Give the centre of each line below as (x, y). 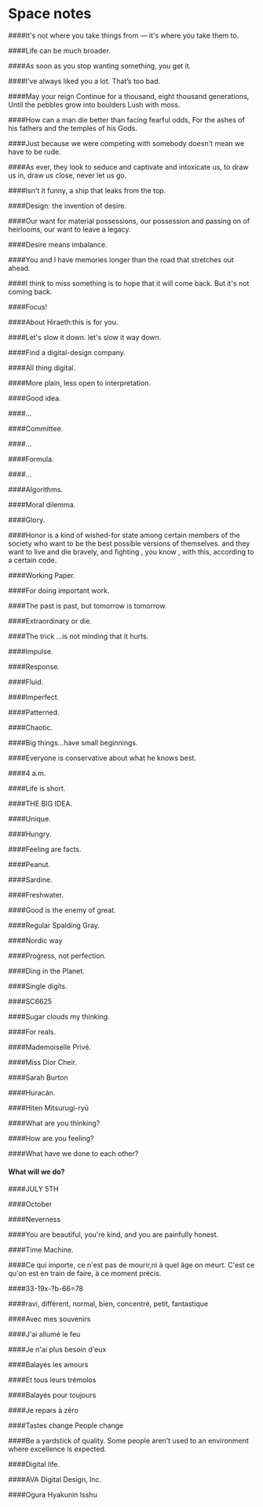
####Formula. (31, 459)
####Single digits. (38, 986)
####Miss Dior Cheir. (42, 1062)
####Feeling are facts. (45, 849)
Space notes (50, 14)
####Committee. (36, 428)
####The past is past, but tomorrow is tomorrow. (88, 605)
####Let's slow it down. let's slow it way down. (85, 337)
